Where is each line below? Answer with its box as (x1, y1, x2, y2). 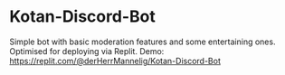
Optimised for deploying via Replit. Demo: (9, 45, 165, 56)
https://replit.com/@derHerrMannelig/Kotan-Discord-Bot (9, 55, 222, 66)
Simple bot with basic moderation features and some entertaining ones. (9, 36, 276, 47)
